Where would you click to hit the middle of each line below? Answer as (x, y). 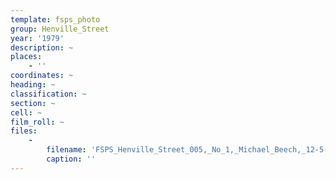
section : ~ (33, 103)
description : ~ (42, 47)
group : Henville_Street (60, 29)
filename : (66, 150)
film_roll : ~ (37, 122)
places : (26, 57)
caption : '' (71, 159)
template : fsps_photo (55, 19)
